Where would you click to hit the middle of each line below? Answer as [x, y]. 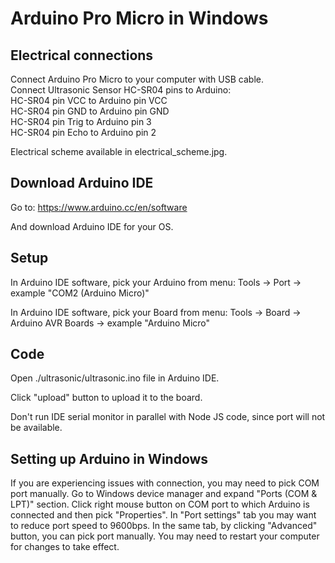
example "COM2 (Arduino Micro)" [80, 293]
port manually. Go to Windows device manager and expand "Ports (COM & [164, 494]
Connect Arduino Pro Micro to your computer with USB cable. [137, 79]
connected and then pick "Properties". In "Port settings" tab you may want [163, 515]
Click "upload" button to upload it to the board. [106, 398]
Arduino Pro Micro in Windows [139, 18]
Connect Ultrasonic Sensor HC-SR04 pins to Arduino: [121, 90]
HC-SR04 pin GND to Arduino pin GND [90, 111]
